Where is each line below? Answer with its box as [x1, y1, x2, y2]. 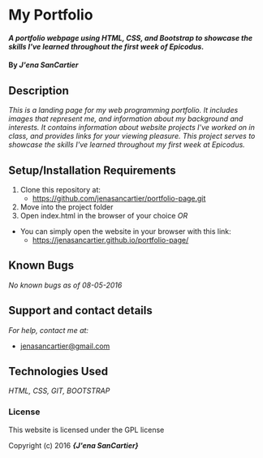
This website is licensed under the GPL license [8, 425, 165, 434]
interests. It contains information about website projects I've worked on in [8, 123, 256, 132]
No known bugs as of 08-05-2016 [8, 280, 123, 290]
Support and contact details [8, 304, 153, 318]
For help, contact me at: [8, 325, 89, 335]
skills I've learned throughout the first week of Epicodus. [8, 41, 205, 51]
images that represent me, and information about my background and [8, 114, 244, 123]
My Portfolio [8, 6, 93, 24]
